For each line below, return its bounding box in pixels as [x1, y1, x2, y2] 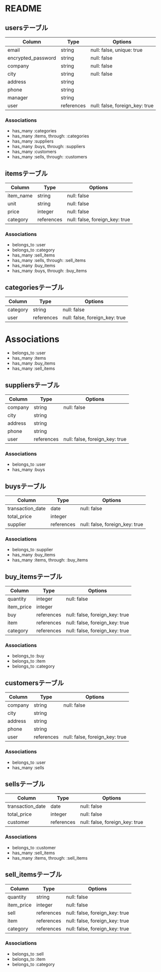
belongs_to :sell [12, 951, 44, 957]
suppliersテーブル [5, 381, 60, 389]
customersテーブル [5, 679, 64, 687]
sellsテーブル [5, 780, 45, 788]
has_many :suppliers [12, 138, 54, 144]
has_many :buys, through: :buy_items [12, 268, 87, 274]
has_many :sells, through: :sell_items [12, 258, 86, 263]
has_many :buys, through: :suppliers [12, 144, 85, 150]
